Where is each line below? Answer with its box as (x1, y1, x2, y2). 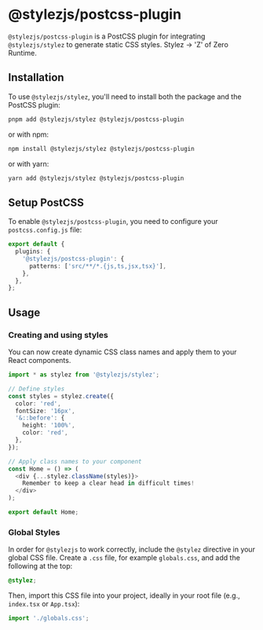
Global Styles (8, 526, 60, 537)
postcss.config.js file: (8, 225, 82, 235)
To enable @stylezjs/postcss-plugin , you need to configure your (8, 217, 218, 226)
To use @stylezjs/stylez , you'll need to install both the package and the (8, 92, 242, 101)
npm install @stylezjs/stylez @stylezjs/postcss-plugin (8, 145, 195, 152)
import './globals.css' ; (8, 614, 89, 622)
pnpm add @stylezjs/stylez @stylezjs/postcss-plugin (8, 115, 184, 123)
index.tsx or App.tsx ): (8, 599, 80, 609)
